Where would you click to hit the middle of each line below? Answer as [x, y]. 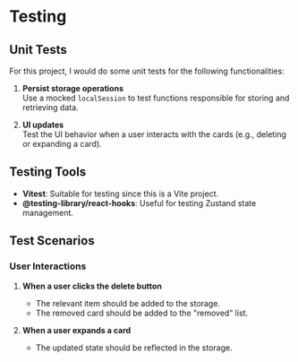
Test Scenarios [52, 241]
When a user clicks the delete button [92, 286]
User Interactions [48, 266]
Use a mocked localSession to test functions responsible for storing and [156, 98]
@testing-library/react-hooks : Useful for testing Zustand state [139, 203]
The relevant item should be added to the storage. [128, 303]
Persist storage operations [72, 88]
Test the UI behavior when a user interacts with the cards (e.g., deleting [154, 134]
